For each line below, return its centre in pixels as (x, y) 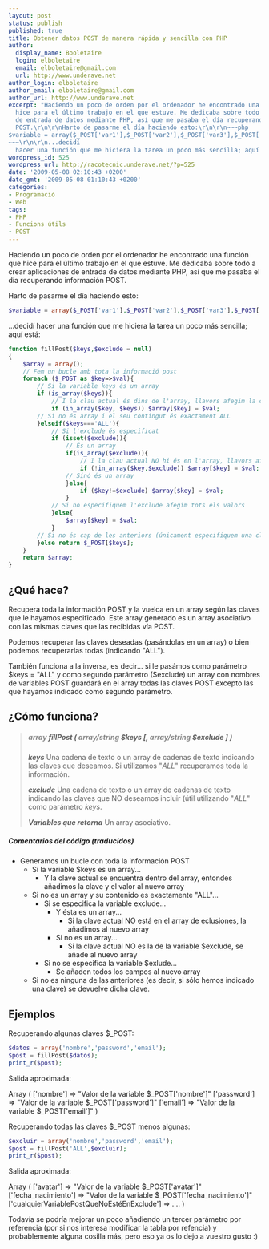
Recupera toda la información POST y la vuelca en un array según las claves (134, 609)
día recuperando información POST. (67, 280)
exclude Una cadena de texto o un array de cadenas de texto (129, 790)
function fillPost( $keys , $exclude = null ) (80, 349)
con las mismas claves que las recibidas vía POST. (91, 626)
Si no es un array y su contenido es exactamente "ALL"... (125, 895)
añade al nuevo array (102, 955)
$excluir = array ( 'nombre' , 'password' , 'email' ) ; (91, 1141)
